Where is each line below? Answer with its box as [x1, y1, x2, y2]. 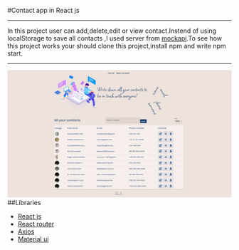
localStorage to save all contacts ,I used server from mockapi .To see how [7, 34, 223, 42]
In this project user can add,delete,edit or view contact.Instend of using [7, 26, 217, 35]
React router [17, 219, 55, 228]
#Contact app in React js [7, 6, 80, 14]
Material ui [17, 234, 49, 243]
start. [7, 49, 23, 58]
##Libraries [7, 198, 41, 207]
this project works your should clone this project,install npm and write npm [7, 42, 226, 50]
